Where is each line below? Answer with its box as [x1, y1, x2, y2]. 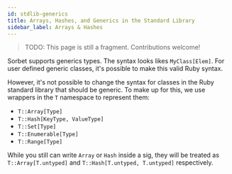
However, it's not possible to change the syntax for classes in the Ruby [7, 78, 214, 87]
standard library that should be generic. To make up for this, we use [7, 86, 206, 94]
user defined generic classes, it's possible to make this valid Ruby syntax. [7, 65, 223, 73]
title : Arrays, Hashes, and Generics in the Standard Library [7, 17, 195, 24]
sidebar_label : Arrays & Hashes [7, 23, 103, 31]
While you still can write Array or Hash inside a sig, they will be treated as [7, 151, 220, 160]
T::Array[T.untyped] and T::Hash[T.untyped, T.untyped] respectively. [7, 158, 214, 167]
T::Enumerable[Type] [17, 131, 79, 138]
